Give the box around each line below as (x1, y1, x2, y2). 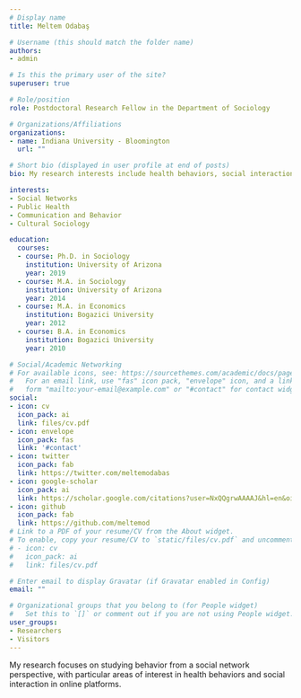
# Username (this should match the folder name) (9, 38, 194, 47)
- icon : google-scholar (9, 477, 99, 486)
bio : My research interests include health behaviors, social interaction (9, 170, 295, 179)
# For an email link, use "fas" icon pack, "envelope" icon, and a (9, 376, 275, 386)
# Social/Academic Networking (9, 360, 123, 369)
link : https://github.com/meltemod (17, 518, 150, 528)
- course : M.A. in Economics (17, 302, 126, 311)
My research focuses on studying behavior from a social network (9, 659, 250, 670)
